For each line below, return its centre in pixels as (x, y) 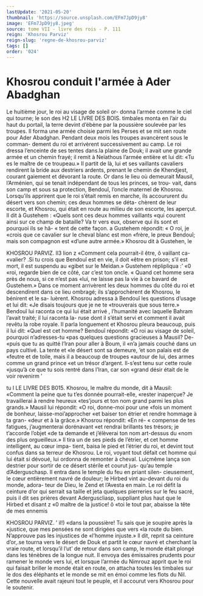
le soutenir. (20, 587)
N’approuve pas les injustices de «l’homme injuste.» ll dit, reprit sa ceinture (100, 535)
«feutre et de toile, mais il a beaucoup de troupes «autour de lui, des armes (100, 357)
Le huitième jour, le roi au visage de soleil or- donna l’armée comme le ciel (99, 112)
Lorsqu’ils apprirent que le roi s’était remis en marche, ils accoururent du (97, 196)
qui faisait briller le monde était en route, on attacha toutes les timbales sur (100, 568)
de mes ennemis (27, 511)
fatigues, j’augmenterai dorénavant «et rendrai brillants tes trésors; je (93, 427)
